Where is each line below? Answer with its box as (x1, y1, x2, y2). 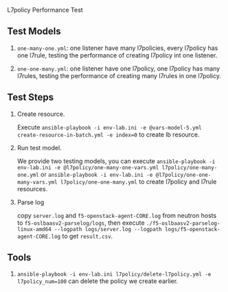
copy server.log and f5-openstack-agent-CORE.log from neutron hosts (16, 211, 217, 219)
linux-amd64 (16, 226, 52, 232)
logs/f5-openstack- (164, 226, 221, 232)
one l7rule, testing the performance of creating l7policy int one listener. (16, 51, 218, 59)
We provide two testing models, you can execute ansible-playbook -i (16, 157, 216, 165)
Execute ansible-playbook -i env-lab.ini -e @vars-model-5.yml (16, 123, 202, 131)
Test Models (7, 25, 61, 37)
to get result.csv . (61, 232, 113, 240)
